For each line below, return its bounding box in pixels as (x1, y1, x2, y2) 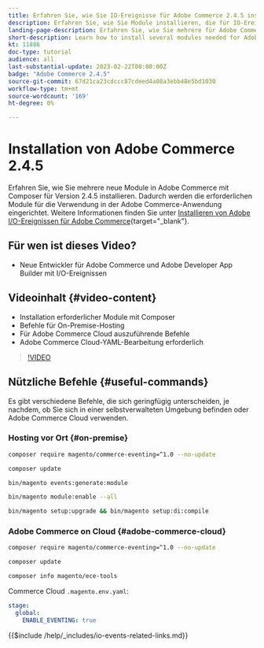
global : (15, 609, 41, 617)
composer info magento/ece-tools (8, 572, 118, 580)
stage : (8, 602, 30, 610)
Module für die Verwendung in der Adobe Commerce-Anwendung (8, 200, 222, 209)
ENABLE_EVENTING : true (22, 616, 97, 624)
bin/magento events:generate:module (8, 479, 128, 487)
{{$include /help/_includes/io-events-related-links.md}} (8, 631, 189, 640)
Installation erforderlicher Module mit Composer (19, 312, 175, 321)
